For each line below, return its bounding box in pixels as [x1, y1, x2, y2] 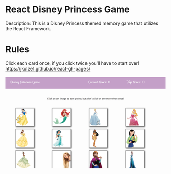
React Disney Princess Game [5, 4, 130, 15]
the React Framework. [5, 25, 52, 31]
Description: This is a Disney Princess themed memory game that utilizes [5, 20, 159, 26]
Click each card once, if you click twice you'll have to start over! [5, 60, 139, 66]
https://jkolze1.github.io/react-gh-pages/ [5, 65, 91, 72]
